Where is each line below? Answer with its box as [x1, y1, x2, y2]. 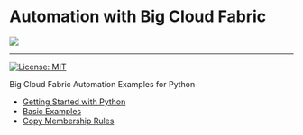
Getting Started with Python [22, 96, 126, 107]
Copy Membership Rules [22, 115, 115, 126]
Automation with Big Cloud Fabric [9, 6, 267, 27]
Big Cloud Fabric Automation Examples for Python [9, 78, 196, 89]
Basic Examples [22, 105, 82, 116]
